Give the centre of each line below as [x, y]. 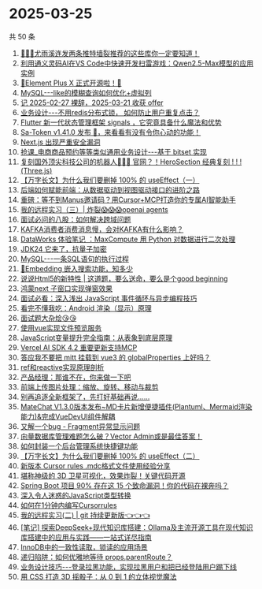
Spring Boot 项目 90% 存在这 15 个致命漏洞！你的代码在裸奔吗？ [124, 485]
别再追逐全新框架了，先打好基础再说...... [85, 397]
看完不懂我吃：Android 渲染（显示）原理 [86, 308]
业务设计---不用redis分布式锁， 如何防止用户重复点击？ [110, 112]
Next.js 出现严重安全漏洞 [60, 142]
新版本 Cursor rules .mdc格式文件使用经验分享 [95, 465]
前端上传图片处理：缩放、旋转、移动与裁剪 [89, 386]
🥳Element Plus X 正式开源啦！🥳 [71, 83]
